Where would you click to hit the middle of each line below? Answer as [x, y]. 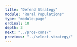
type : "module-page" [26, 19]
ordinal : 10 [17, 23]
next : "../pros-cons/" [28, 32]
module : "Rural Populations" [35, 14]
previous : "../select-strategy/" [39, 37]
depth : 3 [14, 28]
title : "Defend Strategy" [31, 10]
